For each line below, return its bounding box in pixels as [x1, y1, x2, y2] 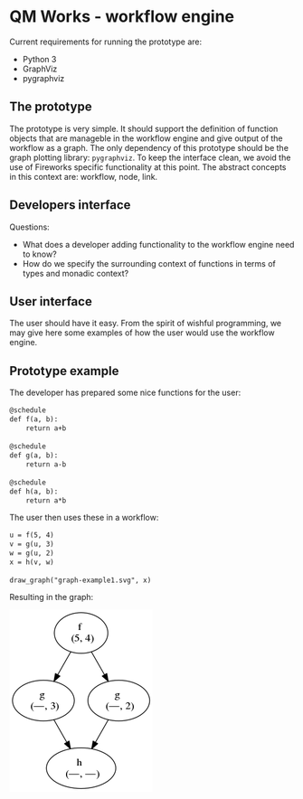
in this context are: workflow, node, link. [9, 171, 158, 182]
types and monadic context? [22, 268, 129, 278]
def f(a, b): [9, 415, 59, 424]
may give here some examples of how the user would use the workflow [9, 327, 275, 338]
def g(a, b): [9, 451, 59, 460]
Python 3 [22, 53, 57, 64]
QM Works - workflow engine [9, 6, 235, 27]
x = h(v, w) [9, 558, 54, 567]
